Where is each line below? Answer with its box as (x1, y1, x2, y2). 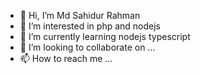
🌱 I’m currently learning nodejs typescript (19, 31, 191, 42)
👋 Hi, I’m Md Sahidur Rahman (19, 10, 141, 21)
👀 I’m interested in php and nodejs (19, 20, 161, 32)
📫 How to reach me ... (19, 53, 113, 64)
